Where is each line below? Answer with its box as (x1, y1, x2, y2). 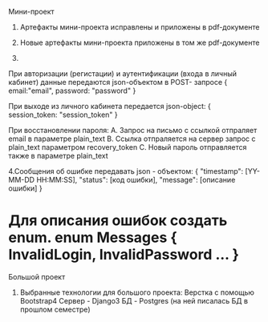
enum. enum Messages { (8, 228, 178, 247)
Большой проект (8, 272, 66, 281)
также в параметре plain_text (8, 151, 108, 160)
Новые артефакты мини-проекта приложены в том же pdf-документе (19, 38, 260, 47)
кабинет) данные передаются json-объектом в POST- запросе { (8, 78, 228, 87)
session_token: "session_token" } (8, 110, 118, 119)
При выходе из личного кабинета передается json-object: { (8, 102, 211, 111)
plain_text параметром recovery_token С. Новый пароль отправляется (8, 143, 247, 151)
